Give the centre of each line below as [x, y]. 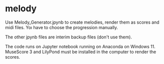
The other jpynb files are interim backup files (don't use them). [68, 37]
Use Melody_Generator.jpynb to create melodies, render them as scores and [82, 22]
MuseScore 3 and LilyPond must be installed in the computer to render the [81, 52]
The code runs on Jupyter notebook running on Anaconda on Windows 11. [80, 46]
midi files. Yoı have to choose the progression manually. [62, 27]
